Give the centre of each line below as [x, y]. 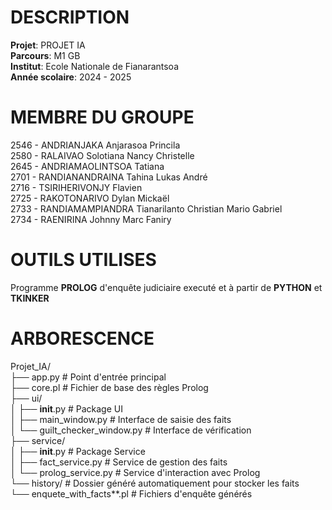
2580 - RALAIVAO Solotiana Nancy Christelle [102, 155]
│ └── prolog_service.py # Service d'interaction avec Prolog [135, 472]
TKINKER [30, 298]
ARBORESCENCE [82, 338]
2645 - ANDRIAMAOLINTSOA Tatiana [87, 166]
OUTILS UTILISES [83, 260]
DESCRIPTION [70, 17]
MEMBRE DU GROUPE [102, 117]
